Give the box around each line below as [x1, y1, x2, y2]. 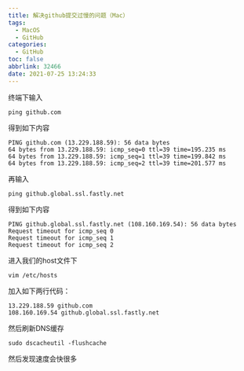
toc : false [8, 56, 44, 64]
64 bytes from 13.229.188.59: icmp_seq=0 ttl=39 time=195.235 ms [8, 145, 226, 153]
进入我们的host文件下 [8, 255, 78, 265]
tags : [8, 19, 26, 27]
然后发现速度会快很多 [8, 354, 77, 363]
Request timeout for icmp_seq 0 [8, 227, 114, 235]
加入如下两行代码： [8, 286, 71, 296]
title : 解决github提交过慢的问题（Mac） [8, 11, 129, 20]
